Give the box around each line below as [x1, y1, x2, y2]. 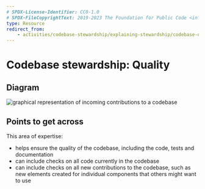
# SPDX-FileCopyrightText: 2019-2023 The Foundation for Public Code [6, 15, 187, 21]
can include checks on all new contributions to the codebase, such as [15, 163, 191, 171]
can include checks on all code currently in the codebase [15, 157, 160, 165]
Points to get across [6, 116, 84, 127]
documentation [15, 150, 54, 158]
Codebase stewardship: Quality [6, 58, 170, 72]
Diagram [6, 82, 40, 92]
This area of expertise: [6, 132, 63, 139]
